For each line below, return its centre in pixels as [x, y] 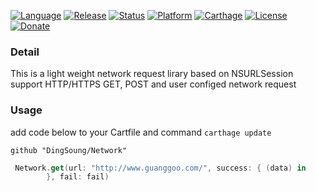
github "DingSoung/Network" [69, 150]
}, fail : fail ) [78, 177]
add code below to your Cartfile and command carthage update [141, 132]
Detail [25, 52]
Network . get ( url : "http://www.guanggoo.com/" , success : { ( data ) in [160, 168]
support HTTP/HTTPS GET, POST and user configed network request [153, 84]
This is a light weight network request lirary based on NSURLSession [152, 74]
